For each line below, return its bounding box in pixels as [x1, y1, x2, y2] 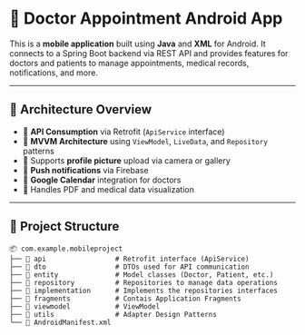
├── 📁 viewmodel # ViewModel [9, 301, 161, 311]
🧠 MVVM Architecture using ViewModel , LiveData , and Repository [22, 135, 268, 146]
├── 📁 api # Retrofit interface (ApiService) [9, 254, 250, 263]
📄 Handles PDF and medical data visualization [22, 183, 195, 194]
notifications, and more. [9, 67, 98, 78]
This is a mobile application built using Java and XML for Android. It [9, 38, 266, 49]
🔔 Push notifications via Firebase [22, 164, 149, 175]
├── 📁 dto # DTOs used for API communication [9, 262, 250, 271]
